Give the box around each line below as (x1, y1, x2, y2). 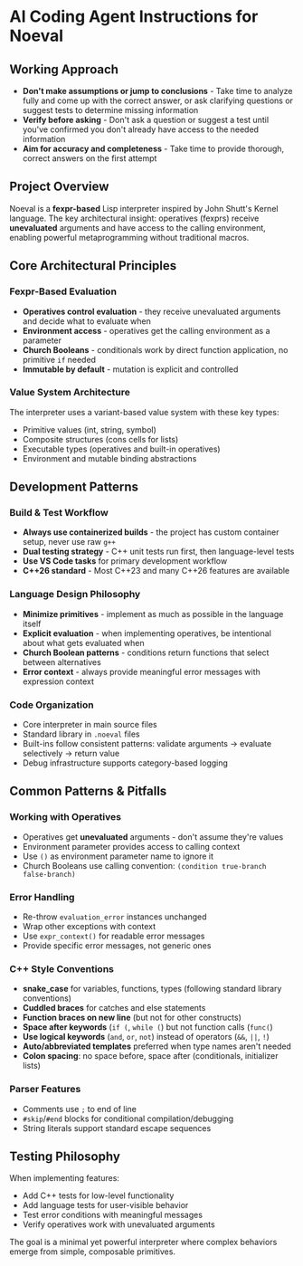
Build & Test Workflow (9, 507, 109, 519)
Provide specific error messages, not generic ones (22, 940, 212, 951)
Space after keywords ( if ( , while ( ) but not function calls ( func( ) (22, 1022, 273, 1033)
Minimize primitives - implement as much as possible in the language (22, 608, 284, 619)
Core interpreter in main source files (22, 719, 157, 730)
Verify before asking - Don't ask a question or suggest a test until (22, 115, 270, 125)
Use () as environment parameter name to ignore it (22, 851, 214, 861)
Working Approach (9, 62, 119, 77)
